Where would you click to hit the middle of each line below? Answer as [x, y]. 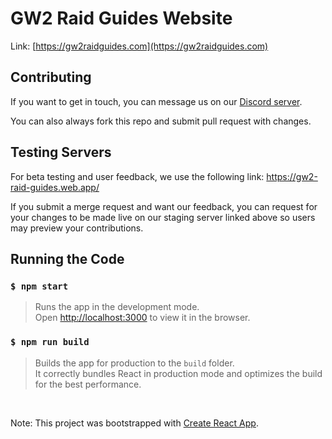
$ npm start [39, 286]
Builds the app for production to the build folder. [134, 363]
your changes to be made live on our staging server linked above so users [163, 217]
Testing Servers [61, 152]
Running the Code [67, 258]
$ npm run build [50, 342]
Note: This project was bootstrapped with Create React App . [134, 423]
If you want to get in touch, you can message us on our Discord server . [156, 101]
